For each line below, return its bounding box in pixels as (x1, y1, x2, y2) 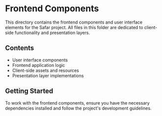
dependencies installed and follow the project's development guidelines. (5, 105, 152, 111)
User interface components (12, 57, 68, 63)
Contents (5, 44, 34, 52)
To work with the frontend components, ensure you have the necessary (5, 100, 150, 106)
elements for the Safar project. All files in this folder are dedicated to (5, 24, 143, 30)
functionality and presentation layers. (14, 29, 90, 35)
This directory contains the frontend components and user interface (5, 19, 143, 25)
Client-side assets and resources (12, 67, 80, 73)
